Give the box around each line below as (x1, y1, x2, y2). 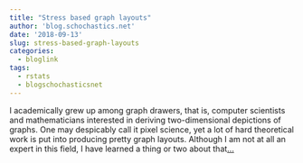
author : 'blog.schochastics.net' (9, 22, 136, 31)
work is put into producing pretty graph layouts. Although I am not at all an (9, 133, 287, 144)
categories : (9, 47, 54, 56)
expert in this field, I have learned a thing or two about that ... (9, 143, 235, 154)
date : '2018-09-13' (9, 30, 83, 39)
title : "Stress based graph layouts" (9, 13, 152, 23)
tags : (9, 64, 30, 73)
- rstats (17, 72, 51, 81)
